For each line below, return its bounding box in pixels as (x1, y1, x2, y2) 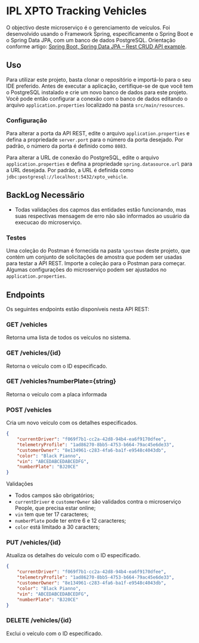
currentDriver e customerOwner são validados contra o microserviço (14, 498, 182, 505)
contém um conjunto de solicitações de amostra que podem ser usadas (6, 253, 182, 260)
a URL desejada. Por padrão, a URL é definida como (6, 167, 134, 174)
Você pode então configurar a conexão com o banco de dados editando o (6, 95, 188, 102)
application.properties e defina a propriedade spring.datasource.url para (6, 160, 192, 167)
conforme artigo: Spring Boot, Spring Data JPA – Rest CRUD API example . (6, 43, 187, 50)
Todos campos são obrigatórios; (14, 492, 95, 499)
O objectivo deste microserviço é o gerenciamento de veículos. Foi (6, 24, 170, 31)
